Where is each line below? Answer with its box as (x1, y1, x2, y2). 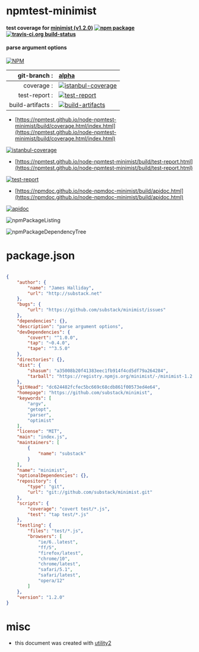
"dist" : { (17, 362, 42, 368)
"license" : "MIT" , (17, 429, 62, 434)
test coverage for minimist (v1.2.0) (6, 24, 93, 31)
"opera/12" (37, 578, 65, 584)
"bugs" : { (17, 301, 42, 307)
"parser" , (27, 412, 52, 418)
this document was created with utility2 (14, 640, 112, 647)
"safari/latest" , (37, 572, 81, 578)
